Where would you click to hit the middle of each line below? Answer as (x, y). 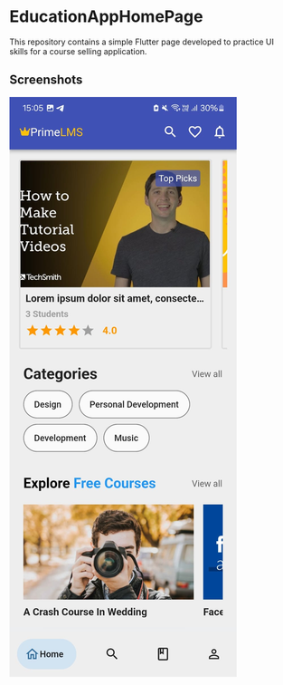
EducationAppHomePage (106, 17)
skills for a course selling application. (78, 51)
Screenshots (46, 80)
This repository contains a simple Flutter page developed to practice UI (141, 42)
